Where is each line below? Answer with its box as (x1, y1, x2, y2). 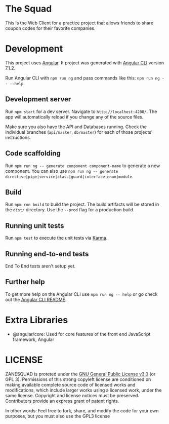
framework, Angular (12, 336, 55, 342)
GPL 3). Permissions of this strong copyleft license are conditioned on (5, 376, 151, 382)
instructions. (5, 134, 31, 140)
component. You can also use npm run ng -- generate (5, 168, 118, 174)
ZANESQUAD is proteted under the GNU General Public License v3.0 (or (5, 371, 156, 377)
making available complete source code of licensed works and (5, 381, 136, 388)
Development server (5, 95, 71, 104)
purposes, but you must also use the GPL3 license (5, 413, 110, 419)
